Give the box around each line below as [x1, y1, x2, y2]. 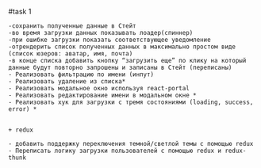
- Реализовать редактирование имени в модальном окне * [8, 91, 197, 99]
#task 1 [8, 7, 32, 16]
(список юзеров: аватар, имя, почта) [8, 50, 133, 58]
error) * [8, 105, 37, 113]
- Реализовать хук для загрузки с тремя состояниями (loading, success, [8, 98, 254, 106]
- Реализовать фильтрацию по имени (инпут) [8, 71, 155, 78]
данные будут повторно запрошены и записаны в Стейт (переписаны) [8, 63, 232, 71]
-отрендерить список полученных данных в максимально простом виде [8, 43, 236, 51]
